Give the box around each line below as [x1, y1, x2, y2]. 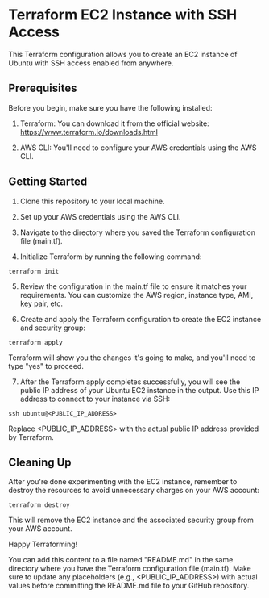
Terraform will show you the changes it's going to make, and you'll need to [8, 353, 256, 362]
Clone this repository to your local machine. [19, 196, 165, 206]
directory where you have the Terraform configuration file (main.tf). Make [8, 563, 252, 574]
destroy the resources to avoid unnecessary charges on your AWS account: [8, 486, 260, 496]
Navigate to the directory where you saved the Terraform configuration [19, 228, 256, 237]
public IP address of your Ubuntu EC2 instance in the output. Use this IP [19, 385, 259, 395]
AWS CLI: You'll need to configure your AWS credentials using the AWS [19, 143, 257, 153]
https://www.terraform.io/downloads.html [19, 127, 159, 136]
